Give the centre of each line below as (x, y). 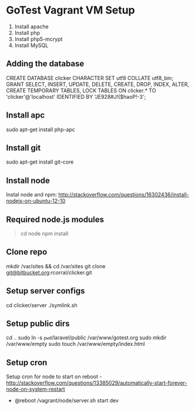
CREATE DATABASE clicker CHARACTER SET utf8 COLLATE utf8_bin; (90, 78)
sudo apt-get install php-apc (41, 129)
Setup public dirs (38, 324)
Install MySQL (31, 45)
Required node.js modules (55, 219)
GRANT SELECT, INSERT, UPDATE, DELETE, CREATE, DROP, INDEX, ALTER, (98, 84)
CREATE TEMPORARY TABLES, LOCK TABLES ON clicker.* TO (81, 90)
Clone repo (27, 252)
